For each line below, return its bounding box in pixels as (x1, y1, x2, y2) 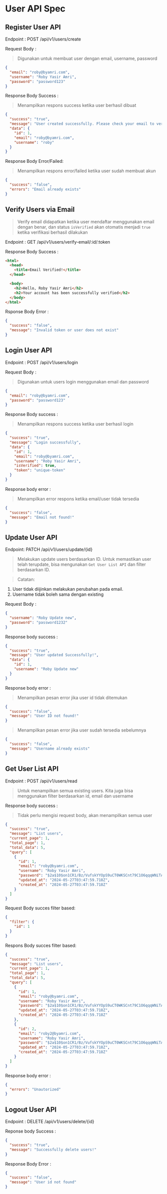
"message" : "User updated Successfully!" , (9, 653, 99, 658)
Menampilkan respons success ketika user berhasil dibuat (17, 102, 137, 108)
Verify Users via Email (5, 205, 75, 214)
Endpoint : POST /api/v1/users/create (5, 36, 81, 42)
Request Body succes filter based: (5, 905, 76, 911)
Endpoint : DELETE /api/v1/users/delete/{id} (5, 1119, 94, 1125)
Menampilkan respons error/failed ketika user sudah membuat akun (17, 168, 156, 174)
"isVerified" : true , (14, 463, 57, 468)
